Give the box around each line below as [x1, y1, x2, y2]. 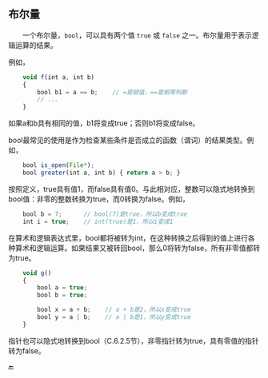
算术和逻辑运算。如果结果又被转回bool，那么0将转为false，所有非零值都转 [14, 243, 261, 253]
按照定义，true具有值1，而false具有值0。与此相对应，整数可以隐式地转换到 [8, 184, 255, 193]
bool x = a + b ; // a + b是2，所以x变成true [37, 306, 191, 314]
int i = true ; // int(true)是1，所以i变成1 [22, 217, 174, 225]
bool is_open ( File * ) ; [22, 161, 94, 169]
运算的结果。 [14, 40, 58, 50]
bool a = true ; [37, 284, 88, 292]
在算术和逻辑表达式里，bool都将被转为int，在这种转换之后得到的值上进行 [8, 233, 248, 242]
